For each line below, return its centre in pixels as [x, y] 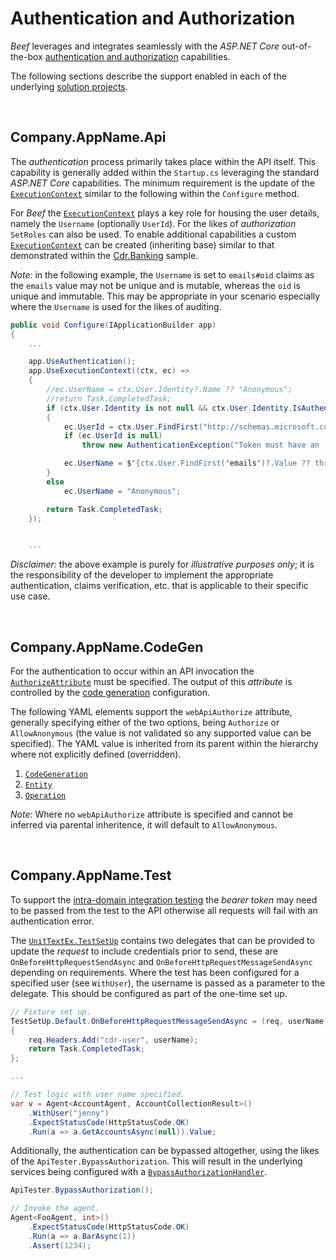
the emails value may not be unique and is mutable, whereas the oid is [155, 285]
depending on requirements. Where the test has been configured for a [155, 972]
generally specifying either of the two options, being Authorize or [145, 723]
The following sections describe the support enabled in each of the [148, 76]
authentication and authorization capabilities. [137, 56]
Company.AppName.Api [88, 137]
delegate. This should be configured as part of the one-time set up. [149, 993]
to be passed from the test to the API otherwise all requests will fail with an [164, 910]
